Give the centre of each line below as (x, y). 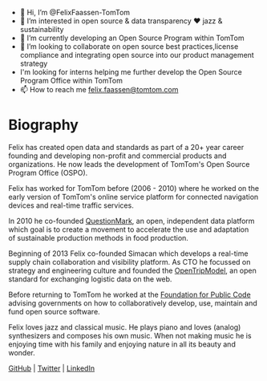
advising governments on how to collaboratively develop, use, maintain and (133, 303)
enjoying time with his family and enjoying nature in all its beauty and (122, 344)
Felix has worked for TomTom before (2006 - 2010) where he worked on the (133, 188)
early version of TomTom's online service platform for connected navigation (133, 197)
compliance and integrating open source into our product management (137, 55)
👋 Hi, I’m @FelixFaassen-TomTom (75, 12)
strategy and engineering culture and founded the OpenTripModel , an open (132, 270)
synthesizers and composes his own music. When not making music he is (130, 335)
